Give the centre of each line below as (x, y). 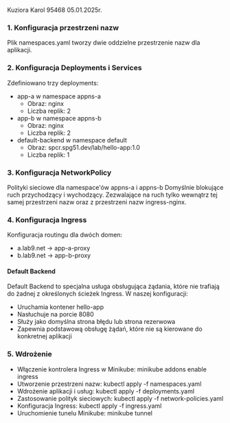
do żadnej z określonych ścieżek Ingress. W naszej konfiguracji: (98, 294)
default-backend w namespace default (72, 140)
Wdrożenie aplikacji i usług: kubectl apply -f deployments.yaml (105, 391)
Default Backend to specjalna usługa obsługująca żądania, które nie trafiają (113, 286)
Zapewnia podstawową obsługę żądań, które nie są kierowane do (110, 329)
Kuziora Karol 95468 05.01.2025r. (55, 10)
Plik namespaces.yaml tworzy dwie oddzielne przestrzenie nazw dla (104, 43)
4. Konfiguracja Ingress (47, 219)
